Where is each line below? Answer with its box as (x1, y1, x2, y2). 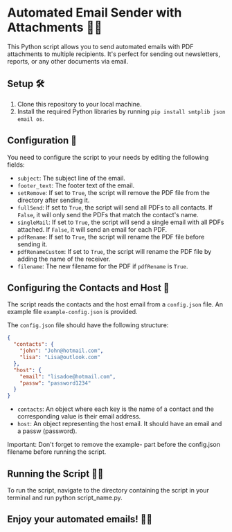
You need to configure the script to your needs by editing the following (7, 153, 209, 161)
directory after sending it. (17, 196, 90, 204)
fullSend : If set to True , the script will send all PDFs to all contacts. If (17, 203, 213, 212)
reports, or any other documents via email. (7, 57, 129, 65)
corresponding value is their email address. (17, 412, 141, 421)
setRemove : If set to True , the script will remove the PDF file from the (17, 188, 210, 196)
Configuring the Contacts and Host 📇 (7, 282, 170, 293)
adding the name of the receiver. (17, 255, 111, 263)
